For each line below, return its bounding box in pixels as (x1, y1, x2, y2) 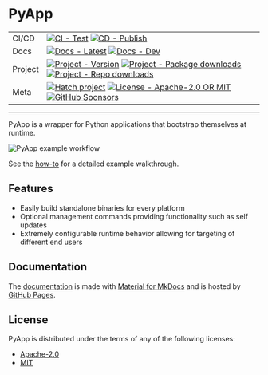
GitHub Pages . (8, 290, 56, 299)
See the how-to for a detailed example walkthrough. (8, 159, 179, 168)
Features (8, 182, 53, 195)
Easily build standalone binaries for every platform (19, 203, 185, 212)
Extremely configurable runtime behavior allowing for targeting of (19, 228, 235, 238)
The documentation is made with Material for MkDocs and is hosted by (8, 281, 241, 291)
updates (19, 220, 48, 230)
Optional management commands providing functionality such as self (19, 211, 249, 221)
